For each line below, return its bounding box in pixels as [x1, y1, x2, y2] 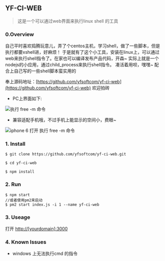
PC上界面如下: [12, 95, 42, 102]
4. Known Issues [5, 238, 46, 245]
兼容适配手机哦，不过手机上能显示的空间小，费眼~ [12, 117, 116, 123]
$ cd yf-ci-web [5, 161, 37, 166]
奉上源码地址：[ [5, 79, 38, 85]
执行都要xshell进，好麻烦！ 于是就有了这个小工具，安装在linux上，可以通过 [5, 49, 160, 55]
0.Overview [5, 31, 34, 38]
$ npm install [5, 169, 35, 175]
